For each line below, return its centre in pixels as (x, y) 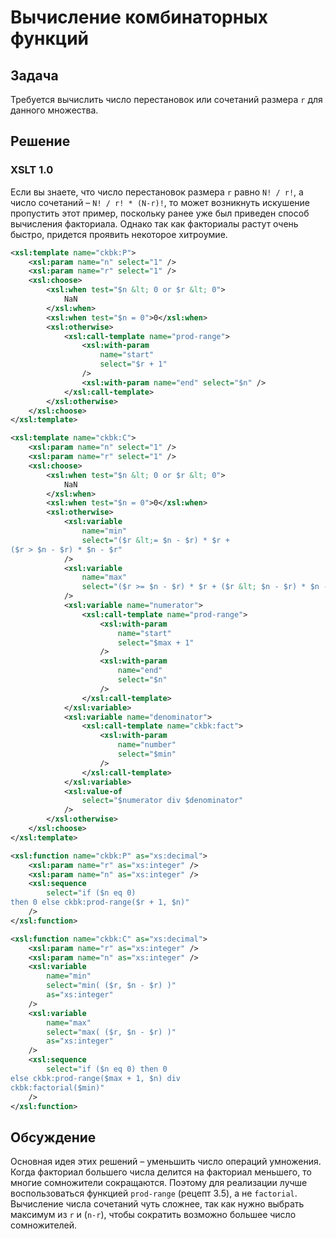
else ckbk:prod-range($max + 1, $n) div (96, 1078)
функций (50, 38)
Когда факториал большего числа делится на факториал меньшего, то (161, 1172)
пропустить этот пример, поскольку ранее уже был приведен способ (160, 213)
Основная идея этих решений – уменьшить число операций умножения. (166, 1162)
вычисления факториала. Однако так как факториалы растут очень (154, 223)
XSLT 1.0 (32, 170)
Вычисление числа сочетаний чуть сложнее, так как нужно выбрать (157, 1204)
